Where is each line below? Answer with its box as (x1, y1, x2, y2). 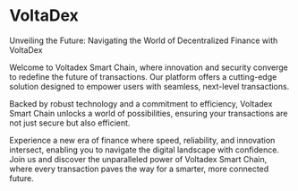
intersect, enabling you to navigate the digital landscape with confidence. (9, 144, 280, 155)
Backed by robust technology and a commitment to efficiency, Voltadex (9, 98, 273, 109)
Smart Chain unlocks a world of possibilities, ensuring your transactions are (9, 108, 288, 118)
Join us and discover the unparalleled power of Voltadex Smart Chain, (9, 153, 268, 164)
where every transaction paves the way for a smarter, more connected (9, 163, 269, 174)
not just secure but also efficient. (9, 117, 131, 128)
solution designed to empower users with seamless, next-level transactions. (9, 81, 290, 91)
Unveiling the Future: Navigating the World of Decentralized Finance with (9, 35, 278, 46)
